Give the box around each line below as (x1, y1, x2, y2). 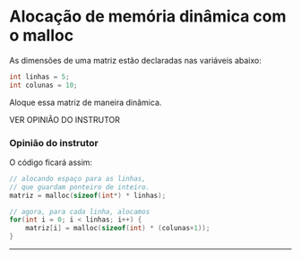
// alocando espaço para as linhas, (9, 174, 146, 183)
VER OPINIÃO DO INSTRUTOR (9, 114, 121, 125)
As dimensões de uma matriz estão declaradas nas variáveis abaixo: (9, 55, 262, 65)
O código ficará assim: (9, 157, 92, 168)
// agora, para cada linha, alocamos (9, 207, 150, 216)
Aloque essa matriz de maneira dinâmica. (9, 97, 162, 108)
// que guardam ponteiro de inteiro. (9, 182, 150, 192)
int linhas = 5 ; (9, 72, 70, 82)
